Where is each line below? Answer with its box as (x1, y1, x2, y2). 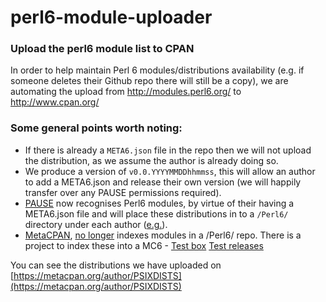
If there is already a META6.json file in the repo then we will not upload (24, 144, 312, 156)
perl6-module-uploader (10, 6, 213, 29)
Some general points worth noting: (10, 121, 183, 135)
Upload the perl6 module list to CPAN (10, 42, 195, 56)
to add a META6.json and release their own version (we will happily (24, 176, 302, 188)
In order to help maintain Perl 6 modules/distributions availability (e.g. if (10, 64, 305, 76)
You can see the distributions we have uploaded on (10, 259, 222, 271)
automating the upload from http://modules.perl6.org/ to (10, 86, 242, 98)
